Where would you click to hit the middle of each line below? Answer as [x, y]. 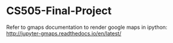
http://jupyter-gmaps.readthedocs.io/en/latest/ [64, 33]
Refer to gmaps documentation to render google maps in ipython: [87, 27]
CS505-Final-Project [59, 11]
